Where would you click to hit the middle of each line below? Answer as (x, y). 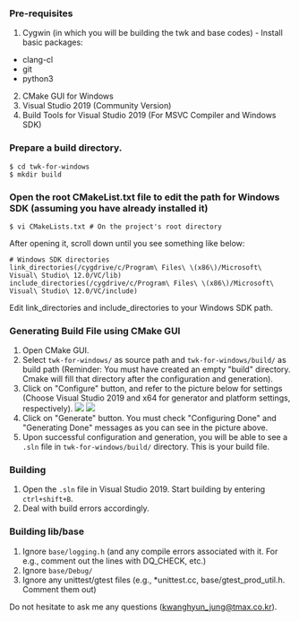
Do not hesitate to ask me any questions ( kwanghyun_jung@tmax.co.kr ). (143, 607)
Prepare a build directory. (66, 148)
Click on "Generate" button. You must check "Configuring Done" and (149, 418)
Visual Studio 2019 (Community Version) (97, 106)
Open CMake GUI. (56, 350)
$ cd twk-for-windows (50, 167)
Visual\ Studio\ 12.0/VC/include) (74, 291)
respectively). (47, 409)
